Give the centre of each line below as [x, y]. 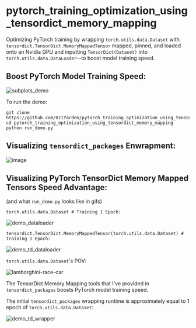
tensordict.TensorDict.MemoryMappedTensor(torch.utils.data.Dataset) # [95, 234]
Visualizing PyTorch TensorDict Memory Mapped [97, 178]
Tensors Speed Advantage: [57, 187]
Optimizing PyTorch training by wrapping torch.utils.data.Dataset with [93, 39]
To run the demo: [27, 102]
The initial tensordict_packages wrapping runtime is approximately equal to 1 [98, 301]
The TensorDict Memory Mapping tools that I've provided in [78, 284]
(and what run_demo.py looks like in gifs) [54, 201]
